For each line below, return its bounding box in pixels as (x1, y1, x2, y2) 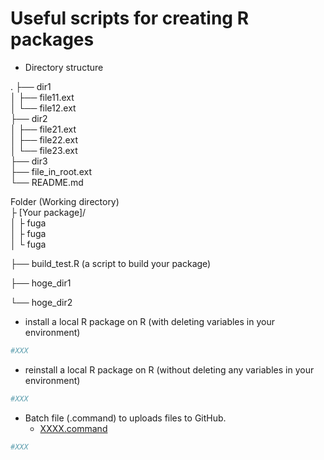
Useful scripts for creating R (10, 7, 250, 30)
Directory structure (24, 61, 104, 73)
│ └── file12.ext (10, 102, 77, 114)
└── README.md (10, 176, 84, 188)
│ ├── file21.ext (10, 123, 77, 135)
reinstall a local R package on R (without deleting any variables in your (24, 363, 315, 376)
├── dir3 (10, 155, 48, 167)
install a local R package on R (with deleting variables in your (24, 315, 275, 327)
